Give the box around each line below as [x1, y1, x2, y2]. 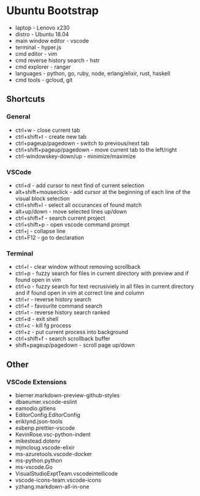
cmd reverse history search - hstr [15, 56, 100, 64]
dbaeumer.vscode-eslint [15, 398, 78, 405]
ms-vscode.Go [15, 463, 53, 470]
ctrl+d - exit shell [15, 316, 59, 323]
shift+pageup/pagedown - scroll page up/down [15, 341, 135, 349]
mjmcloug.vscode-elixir [15, 443, 75, 451]
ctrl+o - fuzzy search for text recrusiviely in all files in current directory [15, 283, 194, 290]
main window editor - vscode [15, 37, 89, 44]
